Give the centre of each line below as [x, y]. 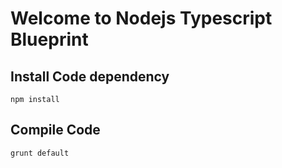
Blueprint [49, 39]
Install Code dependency [90, 76]
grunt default [40, 153]
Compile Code [55, 130]
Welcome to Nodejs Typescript [141, 18]
